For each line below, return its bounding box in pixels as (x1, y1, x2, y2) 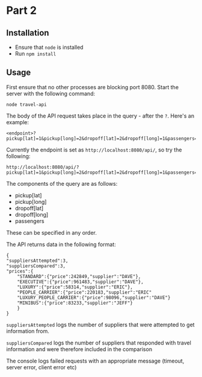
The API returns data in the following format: (6, 241, 116, 248)
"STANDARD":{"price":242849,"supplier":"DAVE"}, (17, 273, 141, 279)
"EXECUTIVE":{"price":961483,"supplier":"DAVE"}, (17, 279, 144, 285)
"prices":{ (6, 268, 34, 274)
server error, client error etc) (6, 363, 77, 371)
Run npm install (14, 50, 57, 57)
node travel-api (6, 101, 47, 107)
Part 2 (6, 4, 37, 17)
